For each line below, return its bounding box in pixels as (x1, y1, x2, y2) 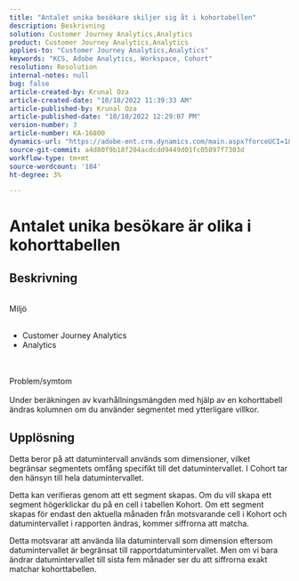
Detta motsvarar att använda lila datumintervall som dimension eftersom (9, 536, 273, 546)
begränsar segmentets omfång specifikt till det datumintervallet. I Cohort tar (9, 464, 288, 474)
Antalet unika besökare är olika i (9, 216, 252, 237)
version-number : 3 (9, 121, 77, 130)
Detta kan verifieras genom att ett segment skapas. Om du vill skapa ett (9, 490, 272, 501)
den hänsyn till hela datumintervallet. (9, 472, 144, 483)
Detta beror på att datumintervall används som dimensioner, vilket (9, 454, 251, 464)
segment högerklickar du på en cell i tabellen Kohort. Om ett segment (9, 499, 264, 510)
